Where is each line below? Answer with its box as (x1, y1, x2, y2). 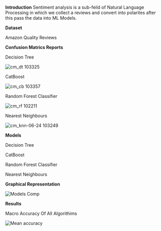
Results (5, 201, 22, 206)
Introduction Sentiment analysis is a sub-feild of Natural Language (5, 5, 144, 10)
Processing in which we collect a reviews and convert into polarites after (5, 10, 156, 16)
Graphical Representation (5, 181, 61, 187)
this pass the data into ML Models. (5, 15, 77, 21)
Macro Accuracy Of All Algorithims (5, 210, 77, 216)
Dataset (5, 25, 22, 31)
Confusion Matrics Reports (5, 44, 64, 50)
